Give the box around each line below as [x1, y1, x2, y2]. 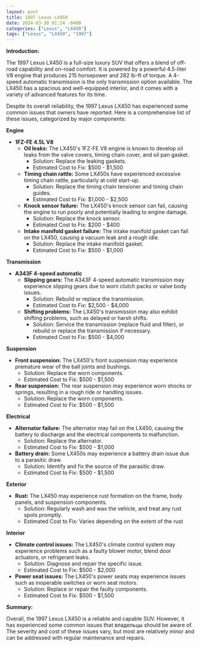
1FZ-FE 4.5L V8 [14, 138, 54, 146]
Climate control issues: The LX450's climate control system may [14, 541, 176, 548]
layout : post [6, 8, 39, 15]
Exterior [6, 480, 27, 488]
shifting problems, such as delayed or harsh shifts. [23, 315, 148, 322]
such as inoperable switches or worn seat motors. [14, 579, 139, 586]
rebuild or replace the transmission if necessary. [32, 327, 152, 334]
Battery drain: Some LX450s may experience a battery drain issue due [14, 450, 189, 457]
